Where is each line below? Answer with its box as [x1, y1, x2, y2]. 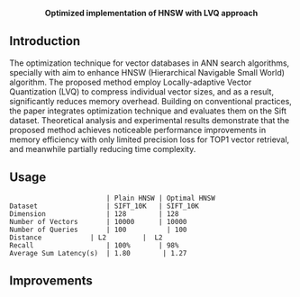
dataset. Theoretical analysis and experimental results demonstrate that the [9, 114, 290, 125]
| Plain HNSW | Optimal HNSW [105, 193, 216, 202]
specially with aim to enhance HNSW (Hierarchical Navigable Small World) [9, 67, 286, 77]
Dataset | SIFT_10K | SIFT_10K [9, 202, 200, 211]
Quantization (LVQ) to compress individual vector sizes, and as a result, [9, 85, 275, 97]
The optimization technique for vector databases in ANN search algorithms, [9, 58, 290, 68]
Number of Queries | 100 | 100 [9, 225, 187, 234]
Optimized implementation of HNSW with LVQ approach [44, 8, 259, 18]
